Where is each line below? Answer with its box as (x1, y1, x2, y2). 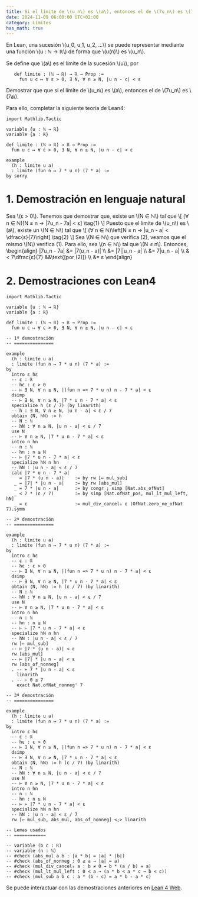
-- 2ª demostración (6, 517, 54, 522)
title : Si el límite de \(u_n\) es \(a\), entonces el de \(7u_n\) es (6, 8, 183, 15)
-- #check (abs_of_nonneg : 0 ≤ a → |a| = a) (6, 859, 120, 864)
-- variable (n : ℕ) (6, 848, 57, 854)
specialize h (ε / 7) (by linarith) (11, 403, 101, 409)
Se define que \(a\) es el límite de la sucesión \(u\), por (6, 60, 138, 67)
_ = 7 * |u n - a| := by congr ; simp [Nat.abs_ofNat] (14, 486, 165, 492)
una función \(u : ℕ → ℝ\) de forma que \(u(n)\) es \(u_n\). (6, 48, 146, 55)
